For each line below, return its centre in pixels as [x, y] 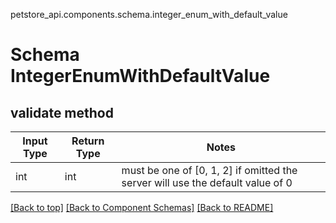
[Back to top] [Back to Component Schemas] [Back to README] [142, 207]
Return [88, 141]
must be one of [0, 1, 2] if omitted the [209, 170]
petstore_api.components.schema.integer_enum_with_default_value [149, 14]
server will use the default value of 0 [207, 182]
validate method [62, 112]
